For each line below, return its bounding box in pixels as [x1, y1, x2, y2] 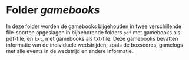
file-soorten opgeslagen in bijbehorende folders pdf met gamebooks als [6, 29, 181, 36]
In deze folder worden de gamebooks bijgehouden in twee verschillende [6, 23, 181, 30]
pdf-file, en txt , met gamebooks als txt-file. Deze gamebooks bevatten [6, 35, 178, 42]
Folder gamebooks [6, 3, 100, 17]
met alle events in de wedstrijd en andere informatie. [6, 47, 134, 54]
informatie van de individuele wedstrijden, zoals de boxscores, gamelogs [6, 41, 184, 48]
